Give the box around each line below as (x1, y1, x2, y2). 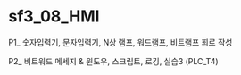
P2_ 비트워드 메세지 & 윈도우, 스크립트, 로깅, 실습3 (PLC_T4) (8, 55, 220, 66)
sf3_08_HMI (8, 6, 100, 27)
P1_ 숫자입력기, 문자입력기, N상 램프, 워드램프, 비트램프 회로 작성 (8, 37, 233, 47)
